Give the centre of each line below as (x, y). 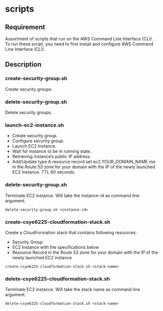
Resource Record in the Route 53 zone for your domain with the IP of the (85, 252)
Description (23, 65)
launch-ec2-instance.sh (35, 125)
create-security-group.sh (36, 78)
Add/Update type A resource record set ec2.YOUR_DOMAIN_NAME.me (84, 162)
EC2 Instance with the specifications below (55, 247)
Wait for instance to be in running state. (52, 151)
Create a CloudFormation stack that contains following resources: (71, 232)
